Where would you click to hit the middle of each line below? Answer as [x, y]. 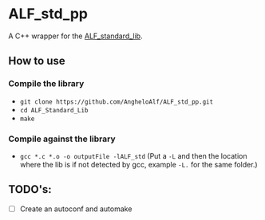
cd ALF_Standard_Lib [54, 110]
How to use [37, 61]
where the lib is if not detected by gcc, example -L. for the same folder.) [138, 164]
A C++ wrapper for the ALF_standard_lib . [75, 36]
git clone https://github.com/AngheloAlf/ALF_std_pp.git [117, 102]
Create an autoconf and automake [76, 209]
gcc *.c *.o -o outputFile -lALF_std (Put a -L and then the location [133, 155]
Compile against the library [62, 139]
